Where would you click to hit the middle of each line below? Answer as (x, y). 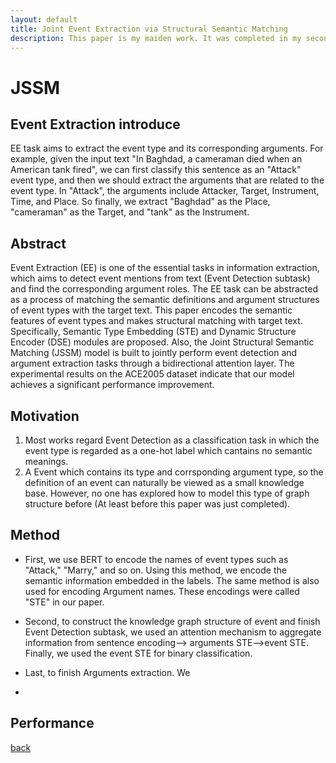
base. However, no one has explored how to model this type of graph (167, 493)
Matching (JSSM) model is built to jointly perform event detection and (154, 353)
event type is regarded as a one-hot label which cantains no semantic (168, 450)
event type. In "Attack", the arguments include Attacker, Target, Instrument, (165, 191)
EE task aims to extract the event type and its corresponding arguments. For (167, 148)
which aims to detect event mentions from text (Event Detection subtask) (160, 278)
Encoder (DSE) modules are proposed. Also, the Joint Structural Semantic (162, 342)
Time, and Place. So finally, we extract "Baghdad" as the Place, (140, 202)
